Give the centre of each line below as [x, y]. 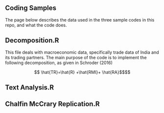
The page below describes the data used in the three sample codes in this [80, 20]
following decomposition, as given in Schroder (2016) [59, 63]
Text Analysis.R [30, 88]
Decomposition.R [32, 40]
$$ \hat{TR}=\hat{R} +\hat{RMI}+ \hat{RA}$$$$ [82, 72]
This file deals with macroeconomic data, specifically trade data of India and [82, 52]
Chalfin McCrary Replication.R [52, 104]
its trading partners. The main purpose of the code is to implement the [76, 57]
